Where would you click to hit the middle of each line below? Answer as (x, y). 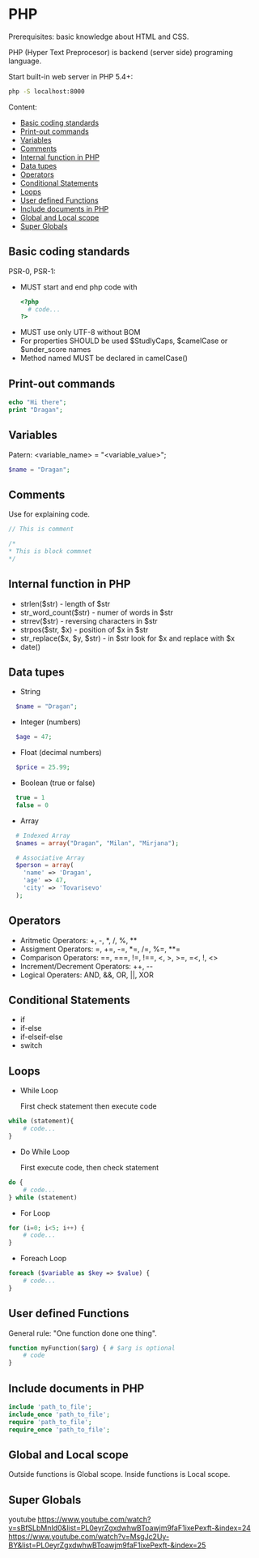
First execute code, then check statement (89, 1167)
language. (25, 61)
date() (30, 646)
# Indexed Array (43, 835)
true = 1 (30, 798)
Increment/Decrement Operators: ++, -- (87, 966)
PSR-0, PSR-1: (32, 271)
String (30, 692)
